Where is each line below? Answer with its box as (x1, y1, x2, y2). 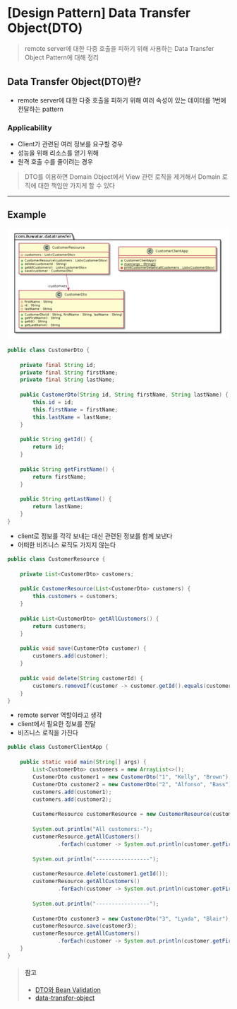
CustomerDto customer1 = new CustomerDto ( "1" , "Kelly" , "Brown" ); (32, 773, 232, 781)
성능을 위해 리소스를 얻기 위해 (17, 148, 99, 157)
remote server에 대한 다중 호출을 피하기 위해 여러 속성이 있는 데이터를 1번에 (17, 95, 227, 104)
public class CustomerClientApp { (7, 744, 109, 751)
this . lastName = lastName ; (32, 414, 112, 421)
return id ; (32, 443, 65, 450)
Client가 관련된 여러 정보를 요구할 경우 (17, 140, 123, 148)
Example (7, 209, 47, 221)
